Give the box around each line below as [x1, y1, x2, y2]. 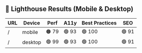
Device [23, 19, 41, 26]
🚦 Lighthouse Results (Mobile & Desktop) [5, 5, 134, 13]
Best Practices [81, 19, 117, 26]
